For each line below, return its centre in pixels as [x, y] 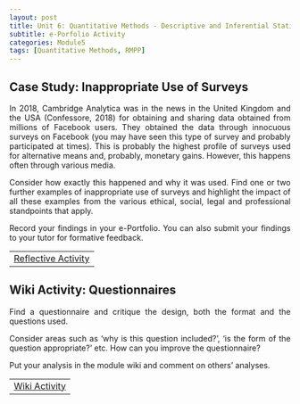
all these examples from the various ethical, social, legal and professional [150, 201]
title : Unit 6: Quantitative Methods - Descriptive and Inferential [139, 26]
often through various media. [62, 165]
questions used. [39, 321]
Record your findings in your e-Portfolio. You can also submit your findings [150, 227]
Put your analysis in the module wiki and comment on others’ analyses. [140, 365]
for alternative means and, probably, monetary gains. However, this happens [150, 155]
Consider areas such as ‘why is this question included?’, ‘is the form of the [150, 338]
